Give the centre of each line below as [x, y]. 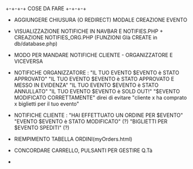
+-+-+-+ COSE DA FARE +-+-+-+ [46, 9]
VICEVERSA [28, 61]
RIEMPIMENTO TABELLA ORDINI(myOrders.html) [73, 139]
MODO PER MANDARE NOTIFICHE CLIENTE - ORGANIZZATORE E [93, 55]
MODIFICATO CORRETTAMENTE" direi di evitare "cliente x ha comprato [100, 97]
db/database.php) [36, 44]
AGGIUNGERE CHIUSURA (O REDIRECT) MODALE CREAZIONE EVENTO [101, 20]
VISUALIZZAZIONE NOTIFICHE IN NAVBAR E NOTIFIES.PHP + [89, 31]
